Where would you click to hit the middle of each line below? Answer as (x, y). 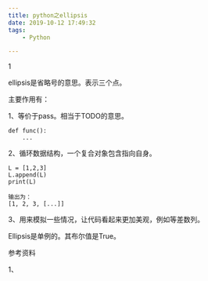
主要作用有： (29, 100)
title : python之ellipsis (48, 15)
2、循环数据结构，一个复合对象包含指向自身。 (82, 153)
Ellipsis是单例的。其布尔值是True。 (65, 236)
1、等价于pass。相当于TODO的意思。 (68, 116)
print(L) (22, 182)
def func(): (27, 131)
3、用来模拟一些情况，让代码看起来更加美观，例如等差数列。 (106, 220)
